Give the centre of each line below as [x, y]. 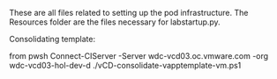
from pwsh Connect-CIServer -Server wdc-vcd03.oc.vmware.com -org [139, 56]
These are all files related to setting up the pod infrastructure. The [129, 13]
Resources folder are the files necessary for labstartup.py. [115, 22]
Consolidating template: [52, 39]
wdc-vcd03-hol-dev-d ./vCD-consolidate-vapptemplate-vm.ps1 [125, 65]
